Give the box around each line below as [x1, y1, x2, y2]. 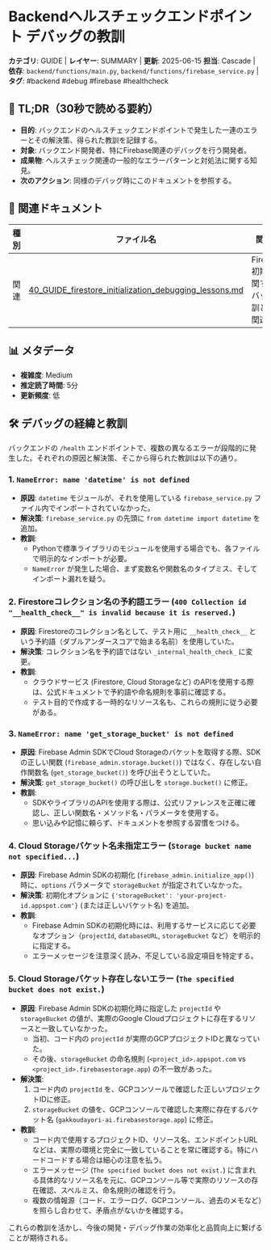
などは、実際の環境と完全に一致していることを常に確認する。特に [31, 1145, 252, 1155]
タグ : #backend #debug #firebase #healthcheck [8, 76, 169, 86]
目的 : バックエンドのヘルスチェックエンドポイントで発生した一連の [19, 125, 244, 134]
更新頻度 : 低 [19, 391, 60, 400]
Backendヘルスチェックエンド [8, 7, 210, 26]
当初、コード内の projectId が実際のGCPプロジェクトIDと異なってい [31, 1033, 261, 1043]
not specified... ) [8, 851, 80, 862]
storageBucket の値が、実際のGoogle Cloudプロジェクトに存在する [19, 1013, 242, 1023]
